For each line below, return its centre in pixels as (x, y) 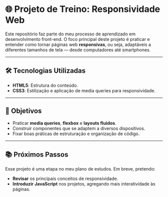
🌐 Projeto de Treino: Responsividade (83, 9)
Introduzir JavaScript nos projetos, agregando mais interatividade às (84, 184)
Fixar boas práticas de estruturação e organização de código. (76, 134)
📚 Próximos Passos (37, 154)
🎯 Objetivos (23, 111)
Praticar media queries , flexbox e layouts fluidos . (64, 123)
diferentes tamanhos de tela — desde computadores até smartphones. (78, 50)
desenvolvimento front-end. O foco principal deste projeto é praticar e (77, 39)
